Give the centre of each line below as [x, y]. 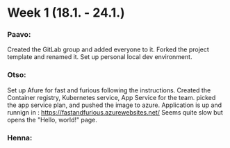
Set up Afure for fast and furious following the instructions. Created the [109, 90]
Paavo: [19, 35]
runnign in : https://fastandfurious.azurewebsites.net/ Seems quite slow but [115, 112]
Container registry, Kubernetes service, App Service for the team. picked [112, 97]
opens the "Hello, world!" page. [52, 120]
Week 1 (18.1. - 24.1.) [66, 13]
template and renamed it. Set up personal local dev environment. [100, 57]
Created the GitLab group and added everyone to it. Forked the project [108, 49]
